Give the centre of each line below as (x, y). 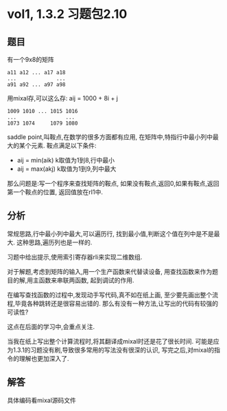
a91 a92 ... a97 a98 (37, 85)
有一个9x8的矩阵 (31, 60)
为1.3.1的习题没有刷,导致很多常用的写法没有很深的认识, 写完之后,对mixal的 (111, 350)
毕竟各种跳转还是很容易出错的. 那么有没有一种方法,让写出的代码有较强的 (117, 303)
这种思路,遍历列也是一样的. (54, 242)
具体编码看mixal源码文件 (42, 400)
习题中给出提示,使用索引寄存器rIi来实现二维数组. (75, 257)
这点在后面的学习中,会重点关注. (51, 326)
